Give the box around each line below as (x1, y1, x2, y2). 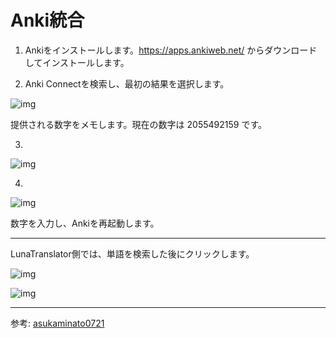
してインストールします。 (24, 56, 130, 68)
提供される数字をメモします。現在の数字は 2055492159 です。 (10, 118, 268, 130)
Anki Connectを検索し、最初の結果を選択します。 (24, 77, 230, 90)
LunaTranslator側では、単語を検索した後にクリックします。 (10, 247, 255, 260)
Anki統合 (10, 9, 85, 32)
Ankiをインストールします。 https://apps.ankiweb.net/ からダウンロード (24, 44, 318, 56)
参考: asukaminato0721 (10, 317, 105, 329)
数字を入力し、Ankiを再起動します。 (10, 217, 160, 229)
